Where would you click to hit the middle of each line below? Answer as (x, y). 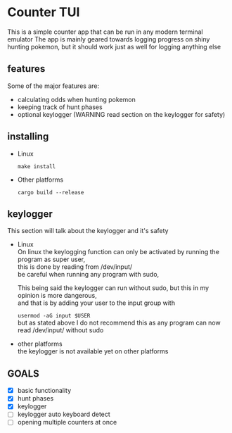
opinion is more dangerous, (57, 296)
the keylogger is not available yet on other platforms (93, 351)
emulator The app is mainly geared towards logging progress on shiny (109, 39)
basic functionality (44, 391)
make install (37, 166)
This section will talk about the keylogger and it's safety (88, 231)
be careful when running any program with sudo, (88, 275)
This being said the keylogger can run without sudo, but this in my (113, 288)
